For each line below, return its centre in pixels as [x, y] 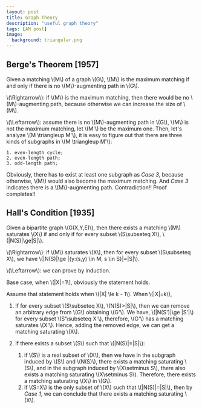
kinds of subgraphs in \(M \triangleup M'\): [59, 141]
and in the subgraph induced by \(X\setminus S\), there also [111, 368]
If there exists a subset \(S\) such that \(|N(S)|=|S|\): [80, 343]
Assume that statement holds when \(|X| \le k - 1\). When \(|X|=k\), [89, 294]
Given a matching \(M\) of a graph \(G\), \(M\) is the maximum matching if [98, 79]
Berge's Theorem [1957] [53, 65]
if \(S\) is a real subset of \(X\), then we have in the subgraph [100, 355]
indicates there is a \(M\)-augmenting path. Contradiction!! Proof [87, 187]
